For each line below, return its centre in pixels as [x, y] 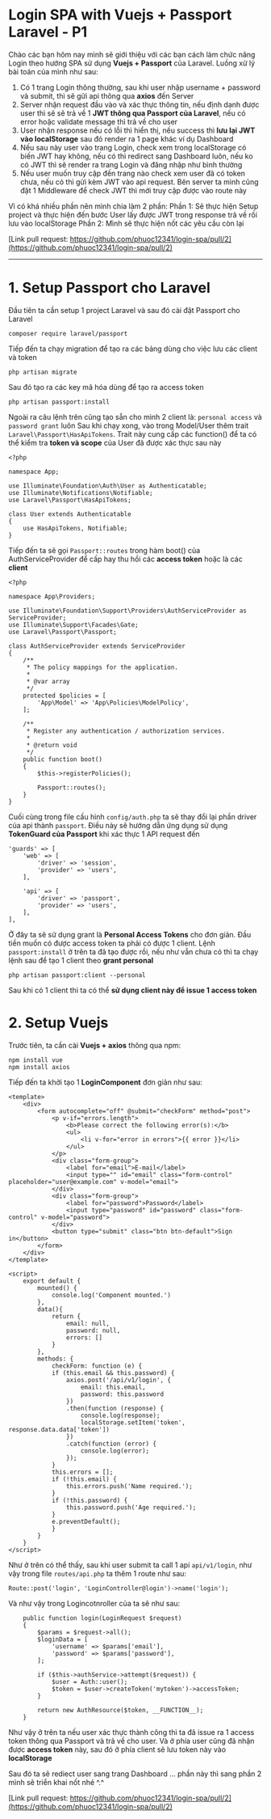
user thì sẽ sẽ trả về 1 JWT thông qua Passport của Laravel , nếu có [133, 113]
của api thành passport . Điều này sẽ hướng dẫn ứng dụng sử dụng [118, 825]
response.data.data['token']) [59, 1429]
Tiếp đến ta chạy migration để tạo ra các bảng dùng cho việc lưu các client [133, 349]
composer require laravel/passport [68, 333]
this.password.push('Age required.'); [131, 1507]
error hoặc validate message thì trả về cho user [99, 121]
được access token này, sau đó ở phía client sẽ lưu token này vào [117, 1749]
